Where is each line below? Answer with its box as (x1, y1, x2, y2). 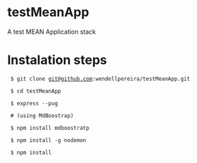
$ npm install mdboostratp (10, 124, 90, 131)
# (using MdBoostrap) (10, 112, 74, 119)
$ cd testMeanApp (10, 87, 61, 95)
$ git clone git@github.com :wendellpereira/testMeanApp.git (10, 75, 191, 82)
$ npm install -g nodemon (10, 136, 87, 144)
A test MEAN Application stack (7, 27, 96, 36)
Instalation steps (7, 52, 108, 68)
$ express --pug (10, 100, 58, 107)
